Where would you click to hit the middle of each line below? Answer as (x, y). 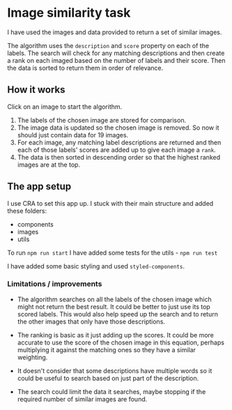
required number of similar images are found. (82, 399)
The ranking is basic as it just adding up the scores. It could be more (116, 335)
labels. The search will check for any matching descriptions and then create (116, 53)
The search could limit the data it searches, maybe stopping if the (111, 391)
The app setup (39, 187)
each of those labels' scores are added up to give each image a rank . (116, 150)
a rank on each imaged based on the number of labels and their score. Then (116, 60)
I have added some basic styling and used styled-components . (96, 266)
